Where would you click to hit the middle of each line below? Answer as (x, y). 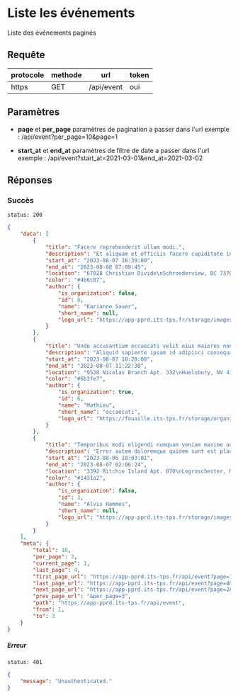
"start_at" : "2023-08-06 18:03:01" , (99, 458)
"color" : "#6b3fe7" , (75, 379)
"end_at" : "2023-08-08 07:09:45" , (96, 267)
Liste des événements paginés (52, 33)
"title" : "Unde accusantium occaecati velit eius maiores (132, 346)
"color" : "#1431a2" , (75, 478)
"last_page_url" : (58, 583)
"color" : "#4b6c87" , (75, 280)
